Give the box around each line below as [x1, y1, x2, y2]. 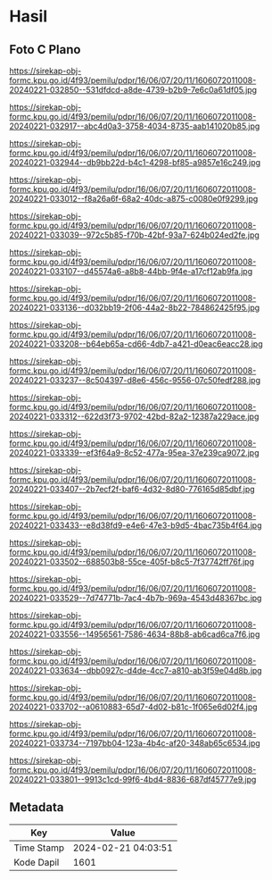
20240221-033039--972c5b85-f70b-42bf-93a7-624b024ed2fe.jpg [9, 230, 260, 240]
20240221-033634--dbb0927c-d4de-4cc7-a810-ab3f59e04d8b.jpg [9, 666, 262, 675]
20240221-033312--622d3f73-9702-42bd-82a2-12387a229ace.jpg [9, 411, 260, 422]
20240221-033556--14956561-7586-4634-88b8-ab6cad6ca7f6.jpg [9, 629, 260, 640]
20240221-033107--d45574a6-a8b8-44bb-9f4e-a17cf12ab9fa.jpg [9, 266, 252, 276]
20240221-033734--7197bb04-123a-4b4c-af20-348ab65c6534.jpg [9, 738, 260, 748]
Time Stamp [13, 842, 65, 854]
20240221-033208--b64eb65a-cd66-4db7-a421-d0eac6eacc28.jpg [9, 339, 263, 349]
